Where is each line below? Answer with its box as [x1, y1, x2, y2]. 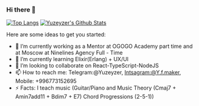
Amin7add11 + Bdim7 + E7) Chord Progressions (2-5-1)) [15, 93, 154, 101]
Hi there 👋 [6, 5, 37, 14]
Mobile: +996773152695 [15, 78, 77, 85]
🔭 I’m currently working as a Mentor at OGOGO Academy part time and [15, 42, 193, 50]
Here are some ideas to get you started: [6, 31, 106, 38]
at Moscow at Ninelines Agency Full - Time [15, 49, 123, 56]
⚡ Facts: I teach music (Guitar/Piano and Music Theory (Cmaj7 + [15, 84, 176, 91]
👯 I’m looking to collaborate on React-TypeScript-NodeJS [15, 62, 159, 69]
